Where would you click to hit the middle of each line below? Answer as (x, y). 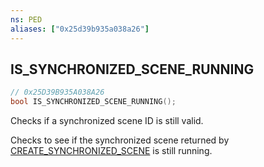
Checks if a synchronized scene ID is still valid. (107, 121)
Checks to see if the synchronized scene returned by (120, 140)
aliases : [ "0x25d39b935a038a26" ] (80, 29)
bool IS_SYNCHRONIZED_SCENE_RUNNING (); (93, 102)
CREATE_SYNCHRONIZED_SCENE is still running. (111, 151)
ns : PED (26, 19)
